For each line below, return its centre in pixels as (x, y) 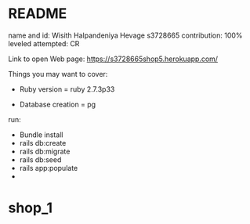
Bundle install (41, 135)
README (38, 14)
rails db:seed (40, 159)
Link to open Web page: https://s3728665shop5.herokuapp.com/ (113, 59)
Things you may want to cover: (58, 74)
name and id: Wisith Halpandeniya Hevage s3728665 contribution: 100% (125, 35)
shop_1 (31, 208)
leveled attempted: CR (44, 43)
